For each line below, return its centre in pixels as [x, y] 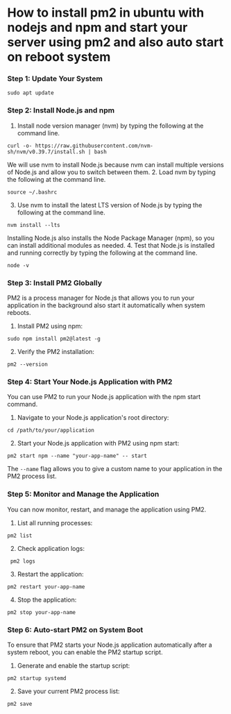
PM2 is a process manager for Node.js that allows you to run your [101, 298]
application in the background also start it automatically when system [106, 305]
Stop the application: [47, 600]
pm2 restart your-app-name [46, 587]
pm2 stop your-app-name [42, 612]
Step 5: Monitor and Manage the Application [83, 494]
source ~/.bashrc [32, 192]
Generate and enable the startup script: [74, 665]
